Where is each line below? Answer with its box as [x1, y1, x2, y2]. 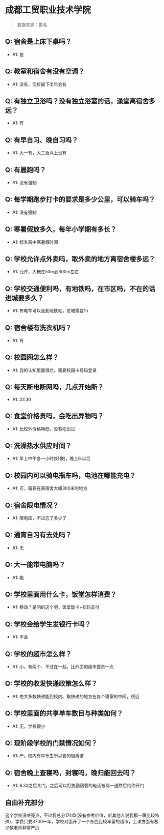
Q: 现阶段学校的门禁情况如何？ [5, 739, 98, 748]
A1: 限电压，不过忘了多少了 [12, 515, 67, 521]
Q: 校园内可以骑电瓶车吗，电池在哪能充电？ [5, 471, 136, 480]
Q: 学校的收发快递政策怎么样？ [5, 679, 98, 688]
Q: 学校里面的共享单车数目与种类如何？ [5, 709, 123, 718]
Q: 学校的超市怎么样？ [5, 650, 72, 658]
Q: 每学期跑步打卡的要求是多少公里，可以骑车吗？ [5, 195, 156, 204]
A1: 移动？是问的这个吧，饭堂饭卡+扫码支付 [12, 604, 99, 610]
